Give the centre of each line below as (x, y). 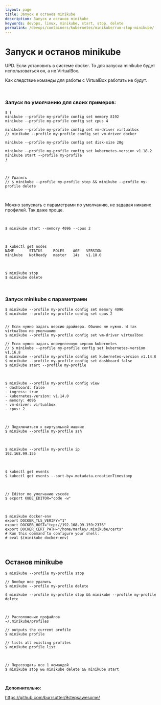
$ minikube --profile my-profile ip (42, 449)
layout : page (18, 10)
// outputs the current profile (38, 630)
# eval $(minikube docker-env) (37, 538)
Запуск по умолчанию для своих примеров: (61, 102)
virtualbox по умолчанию (30, 331)
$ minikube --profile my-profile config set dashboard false (69, 361)
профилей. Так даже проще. (34, 210)
